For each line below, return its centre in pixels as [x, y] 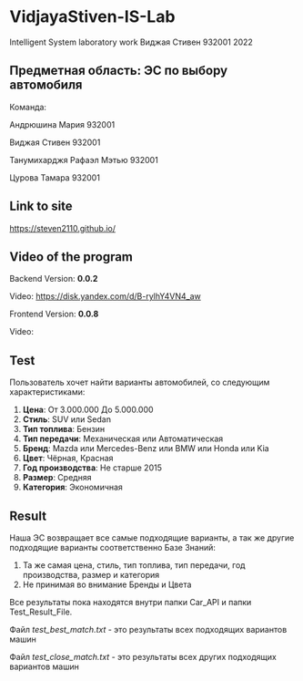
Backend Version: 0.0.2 [54, 279]
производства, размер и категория [91, 575]
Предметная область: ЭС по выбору [119, 71]
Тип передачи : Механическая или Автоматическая [123, 439]
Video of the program [71, 257]
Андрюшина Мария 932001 [62, 124]
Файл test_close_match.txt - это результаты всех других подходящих [143, 657]
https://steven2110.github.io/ [63, 228]
